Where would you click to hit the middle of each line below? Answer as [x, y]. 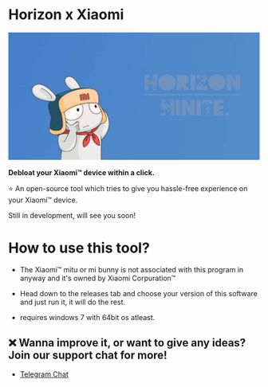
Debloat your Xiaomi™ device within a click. [82, 173]
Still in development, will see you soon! [72, 216]
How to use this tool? [79, 248]
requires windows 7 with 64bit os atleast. [87, 318]
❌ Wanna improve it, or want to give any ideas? [127, 343]
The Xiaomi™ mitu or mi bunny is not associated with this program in [132, 270]
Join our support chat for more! [88, 355]
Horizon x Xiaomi [66, 15]
